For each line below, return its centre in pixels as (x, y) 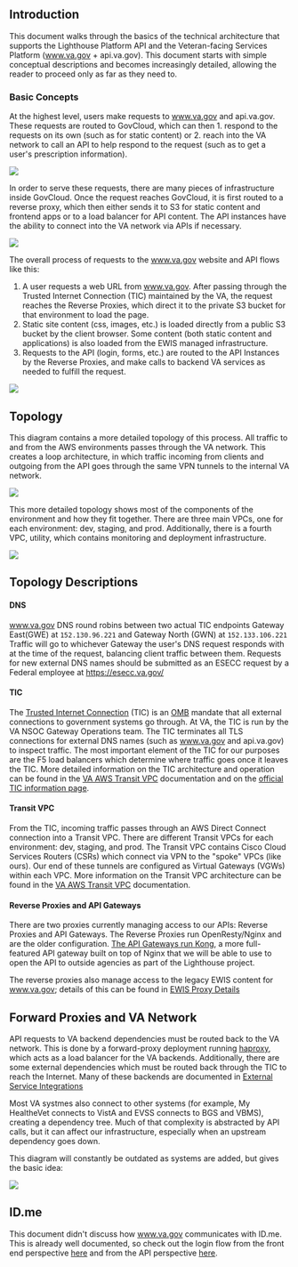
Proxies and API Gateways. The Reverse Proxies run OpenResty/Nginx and (145, 934)
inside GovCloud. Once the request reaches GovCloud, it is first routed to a (146, 198)
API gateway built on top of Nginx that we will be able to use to (157, 953)
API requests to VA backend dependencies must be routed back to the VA (145, 1038)
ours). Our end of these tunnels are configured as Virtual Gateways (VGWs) (147, 866)
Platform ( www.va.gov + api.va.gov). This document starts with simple (138, 55)
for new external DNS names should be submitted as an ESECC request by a (149, 663)
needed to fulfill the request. (74, 372)
